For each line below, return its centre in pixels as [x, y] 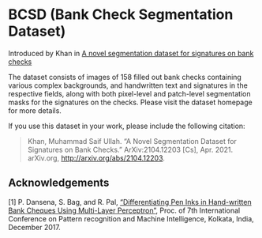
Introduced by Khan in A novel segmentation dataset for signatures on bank [131, 53]
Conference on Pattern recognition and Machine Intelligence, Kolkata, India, [131, 218]
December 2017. [34, 227]
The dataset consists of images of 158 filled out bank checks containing [125, 77]
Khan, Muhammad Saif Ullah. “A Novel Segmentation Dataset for [132, 141]
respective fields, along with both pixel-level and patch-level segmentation [129, 93]
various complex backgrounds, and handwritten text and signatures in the [128, 85]
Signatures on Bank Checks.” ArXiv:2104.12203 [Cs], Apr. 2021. [130, 149]
